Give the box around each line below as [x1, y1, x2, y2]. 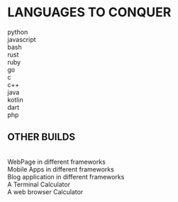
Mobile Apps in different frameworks [7, 164, 115, 174]
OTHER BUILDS [7, 131, 76, 143]
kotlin [7, 95, 23, 103]
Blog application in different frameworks [7, 172, 125, 181]
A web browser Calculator [7, 187, 84, 196]
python [7, 28, 28, 36]
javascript [7, 35, 37, 43]
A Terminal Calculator [7, 180, 71, 189]
